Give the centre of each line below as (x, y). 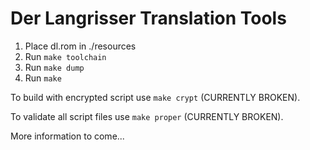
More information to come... (67, 136)
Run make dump (54, 67)
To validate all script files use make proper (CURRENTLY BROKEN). (147, 116)
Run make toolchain (65, 56)
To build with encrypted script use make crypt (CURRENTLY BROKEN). (155, 97)
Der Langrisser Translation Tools (148, 18)
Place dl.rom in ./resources (80, 46)
